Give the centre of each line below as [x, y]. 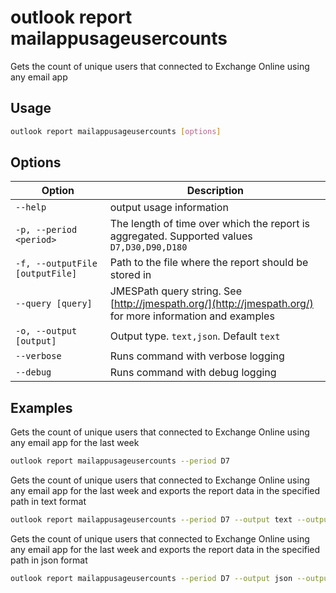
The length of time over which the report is [209, 224]
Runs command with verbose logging [197, 356]
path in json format [49, 560]
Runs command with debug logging [193, 373]
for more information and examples [192, 316]
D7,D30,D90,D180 [148, 247]
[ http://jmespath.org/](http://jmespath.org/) [211, 304]
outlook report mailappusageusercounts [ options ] [116, 131]
